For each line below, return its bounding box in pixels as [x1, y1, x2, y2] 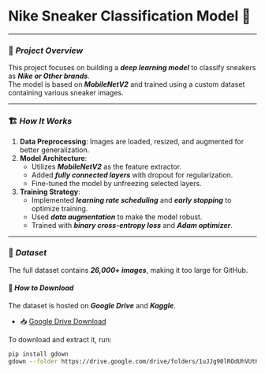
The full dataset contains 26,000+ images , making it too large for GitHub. [8, 265, 248, 274]
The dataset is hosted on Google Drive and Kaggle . [8, 301, 176, 311]
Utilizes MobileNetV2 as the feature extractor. [31, 162, 182, 171]
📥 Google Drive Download [19, 317, 106, 326]
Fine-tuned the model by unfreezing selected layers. [31, 178, 203, 188]
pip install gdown [8, 350, 69, 358]
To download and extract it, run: [8, 335, 112, 345]
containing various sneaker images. [8, 88, 124, 98]
